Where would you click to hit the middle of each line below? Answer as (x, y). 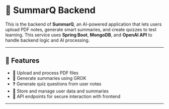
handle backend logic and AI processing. (48, 40)
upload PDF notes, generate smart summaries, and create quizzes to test (81, 29)
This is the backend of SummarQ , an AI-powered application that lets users (83, 24)
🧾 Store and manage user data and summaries (61, 91)
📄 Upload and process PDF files (46, 73)
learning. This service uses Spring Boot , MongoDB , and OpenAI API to (79, 35)
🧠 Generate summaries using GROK (49, 78)
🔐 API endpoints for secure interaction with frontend (66, 96)
